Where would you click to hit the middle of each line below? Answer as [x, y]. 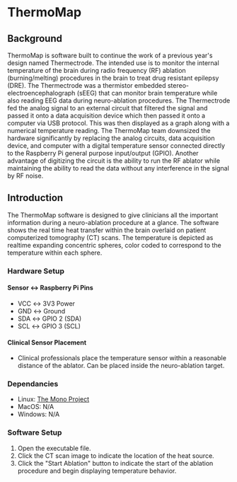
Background [35, 39]
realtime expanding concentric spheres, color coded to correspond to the [114, 245]
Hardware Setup [36, 271]
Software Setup [35, 432]
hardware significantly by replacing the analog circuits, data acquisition [111, 138]
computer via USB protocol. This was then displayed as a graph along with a [118, 123]
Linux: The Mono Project [53, 399]
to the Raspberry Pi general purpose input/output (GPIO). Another [103, 153]
